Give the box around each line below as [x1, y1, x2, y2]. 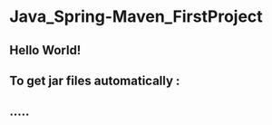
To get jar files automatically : [9, 72, 180, 88]
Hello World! [9, 43, 82, 58]
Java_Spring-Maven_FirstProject [9, 6, 263, 27]
